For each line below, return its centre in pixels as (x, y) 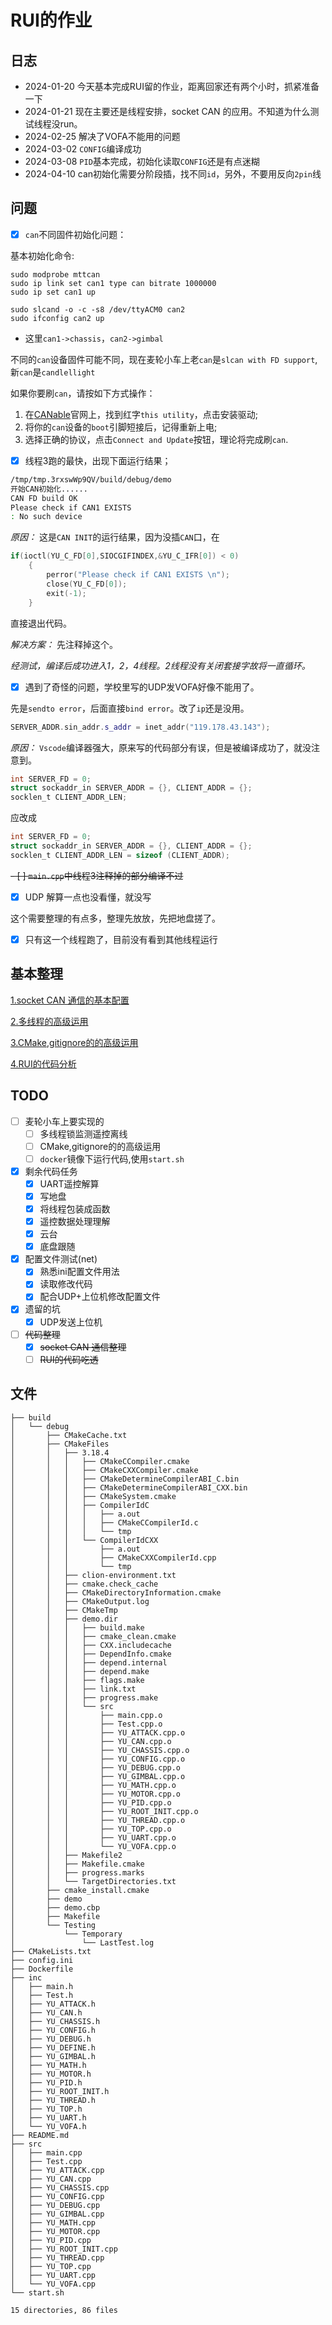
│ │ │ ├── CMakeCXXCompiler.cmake (104, 1470)
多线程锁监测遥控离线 (83, 1133)
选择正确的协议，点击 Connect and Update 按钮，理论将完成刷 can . (156, 439)
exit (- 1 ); (66, 593)
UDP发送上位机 (71, 1322)
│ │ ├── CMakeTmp (64, 1610)
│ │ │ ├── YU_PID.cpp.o (91, 1802)
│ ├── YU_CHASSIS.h (55, 2021)
